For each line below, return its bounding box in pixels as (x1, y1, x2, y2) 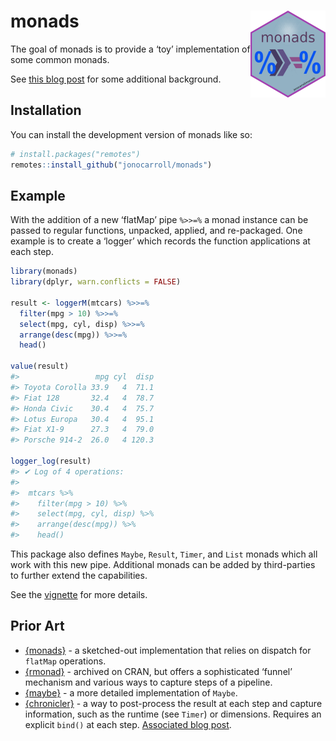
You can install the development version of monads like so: (10, 128, 253, 140)
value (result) (10, 361, 70, 372)
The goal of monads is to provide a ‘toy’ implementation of (10, 43, 251, 55)
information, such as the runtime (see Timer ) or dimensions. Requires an (24, 708, 322, 720)
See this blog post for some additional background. (10, 73, 222, 85)
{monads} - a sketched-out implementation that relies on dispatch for (24, 644, 312, 656)
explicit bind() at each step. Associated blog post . (24, 718, 232, 730)
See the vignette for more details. (10, 589, 148, 601)
